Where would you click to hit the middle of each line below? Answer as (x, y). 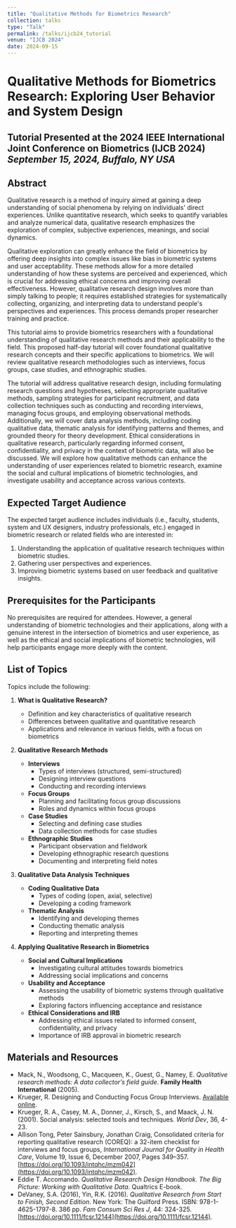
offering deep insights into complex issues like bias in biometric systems (112, 259)
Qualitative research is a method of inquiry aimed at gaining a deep (104, 200)
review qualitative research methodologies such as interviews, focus (106, 362)
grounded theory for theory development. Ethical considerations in (104, 436)
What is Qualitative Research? (62, 700)
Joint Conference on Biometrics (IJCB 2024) (106, 148)
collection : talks (34, 20)
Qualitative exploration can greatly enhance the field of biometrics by (107, 252)
